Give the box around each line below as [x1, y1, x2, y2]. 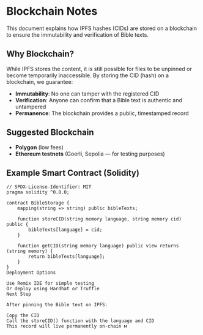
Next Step [6, 291, 32, 298]
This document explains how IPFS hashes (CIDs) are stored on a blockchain [6, 24, 197, 32]
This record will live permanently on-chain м [6, 323, 127, 329]
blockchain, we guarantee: [6, 78, 73, 85]
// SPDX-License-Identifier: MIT [6, 184, 92, 190]
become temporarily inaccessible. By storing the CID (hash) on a [6, 72, 169, 79]
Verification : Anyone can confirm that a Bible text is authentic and [15, 96, 182, 104]
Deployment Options [6, 269, 56, 276]
